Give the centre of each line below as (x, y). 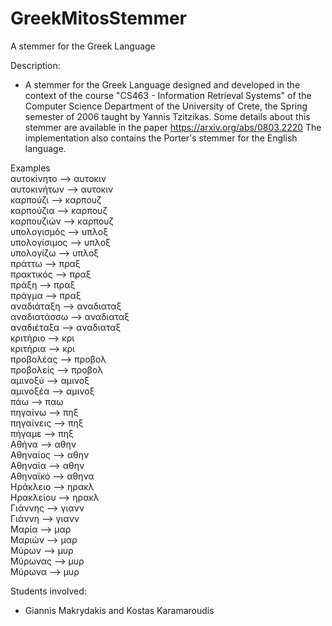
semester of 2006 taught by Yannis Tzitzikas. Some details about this (167, 116)
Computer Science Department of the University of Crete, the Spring (166, 106)
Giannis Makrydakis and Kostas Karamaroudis (119, 610)
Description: (35, 65)
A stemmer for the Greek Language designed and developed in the (162, 84)
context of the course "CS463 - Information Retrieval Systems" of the (168, 95)
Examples (30, 168)
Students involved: (48, 591)
